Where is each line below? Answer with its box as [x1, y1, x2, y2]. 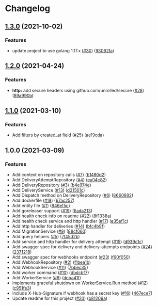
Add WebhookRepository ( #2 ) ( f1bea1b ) [12, 259, 91, 265]
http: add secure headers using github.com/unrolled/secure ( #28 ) [12, 87, 144, 93]
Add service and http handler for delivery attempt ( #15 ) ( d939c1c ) [12, 239, 143, 244]
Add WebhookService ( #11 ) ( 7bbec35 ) [12, 264, 88, 270]
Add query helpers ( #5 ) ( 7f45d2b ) [12, 233, 80, 239]
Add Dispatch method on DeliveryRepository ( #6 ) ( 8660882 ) [12, 192, 134, 198]
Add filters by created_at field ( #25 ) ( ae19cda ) [12, 132, 104, 138]
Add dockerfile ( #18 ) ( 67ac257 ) [12, 197, 75, 203]
